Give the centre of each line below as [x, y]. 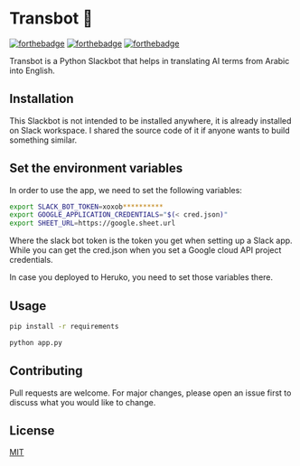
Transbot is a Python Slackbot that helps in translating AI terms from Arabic [150, 61]
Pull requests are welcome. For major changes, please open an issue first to [150, 393]
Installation [42, 99]
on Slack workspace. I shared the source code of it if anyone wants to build [150, 130]
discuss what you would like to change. [83, 402]
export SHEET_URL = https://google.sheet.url [93, 224]
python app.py [36, 342]
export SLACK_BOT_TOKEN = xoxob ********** [87, 207]
